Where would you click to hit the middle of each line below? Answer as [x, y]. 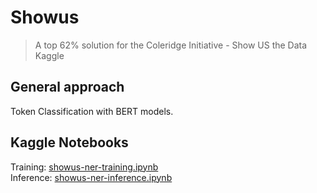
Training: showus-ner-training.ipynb [84, 167]
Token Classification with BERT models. [92, 111]
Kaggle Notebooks [69, 142]
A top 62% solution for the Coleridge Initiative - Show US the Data [171, 45]
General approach [67, 87]
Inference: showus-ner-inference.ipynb [91, 177]
